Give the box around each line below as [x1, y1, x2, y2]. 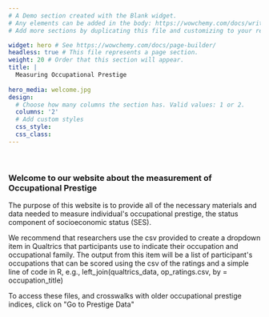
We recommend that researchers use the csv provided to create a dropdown [8, 233, 261, 243]
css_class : [15, 130, 52, 138]
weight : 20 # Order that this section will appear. [8, 56, 184, 64]
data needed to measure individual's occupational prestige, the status [8, 209, 239, 219]
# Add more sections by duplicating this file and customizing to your [8, 26, 252, 34]
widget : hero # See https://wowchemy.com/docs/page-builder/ [8, 41, 217, 49]
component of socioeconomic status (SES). [8, 218, 152, 227]
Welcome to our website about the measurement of [8, 172, 212, 183]
